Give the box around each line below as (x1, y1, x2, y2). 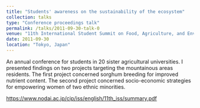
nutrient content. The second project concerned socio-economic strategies (6, 77, 192, 84)
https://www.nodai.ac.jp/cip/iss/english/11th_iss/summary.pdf (6, 94, 157, 101)
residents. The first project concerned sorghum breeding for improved (6, 71, 179, 78)
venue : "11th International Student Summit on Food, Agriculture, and (6, 31, 185, 37)
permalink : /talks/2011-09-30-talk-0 (6, 25, 100, 31)
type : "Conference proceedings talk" (6, 20, 100, 26)
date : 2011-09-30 (6, 36, 49, 42)
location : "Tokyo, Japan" (6, 42, 70, 48)
